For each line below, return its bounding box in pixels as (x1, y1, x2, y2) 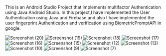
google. (5, 25, 21, 31)
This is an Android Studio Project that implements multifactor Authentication (5, 4, 161, 10)
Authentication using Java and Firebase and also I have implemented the (5, 15, 155, 20)
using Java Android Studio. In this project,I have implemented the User (5, 9, 150, 15)
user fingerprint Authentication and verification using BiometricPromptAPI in (5, 20, 162, 26)
